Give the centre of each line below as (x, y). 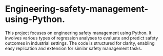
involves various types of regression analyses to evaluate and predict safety (81, 38)
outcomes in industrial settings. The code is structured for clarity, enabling (80, 43)
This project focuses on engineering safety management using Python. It (78, 33)
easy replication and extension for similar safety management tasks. (74, 48)
